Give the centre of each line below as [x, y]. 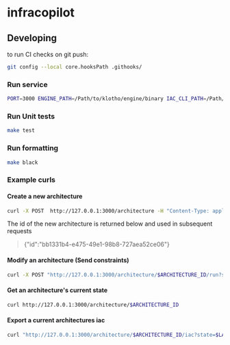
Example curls [31, 180]
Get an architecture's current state [57, 290]
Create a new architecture [45, 196]
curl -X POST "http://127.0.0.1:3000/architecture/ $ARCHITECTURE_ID [107, 275]
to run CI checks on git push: [48, 54]
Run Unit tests [31, 116]
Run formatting [33, 148]
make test [21, 131]
